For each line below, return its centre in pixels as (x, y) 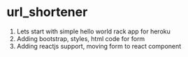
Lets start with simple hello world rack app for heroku (93, 31)
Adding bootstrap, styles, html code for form (81, 38)
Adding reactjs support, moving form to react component (99, 46)
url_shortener (47, 12)
